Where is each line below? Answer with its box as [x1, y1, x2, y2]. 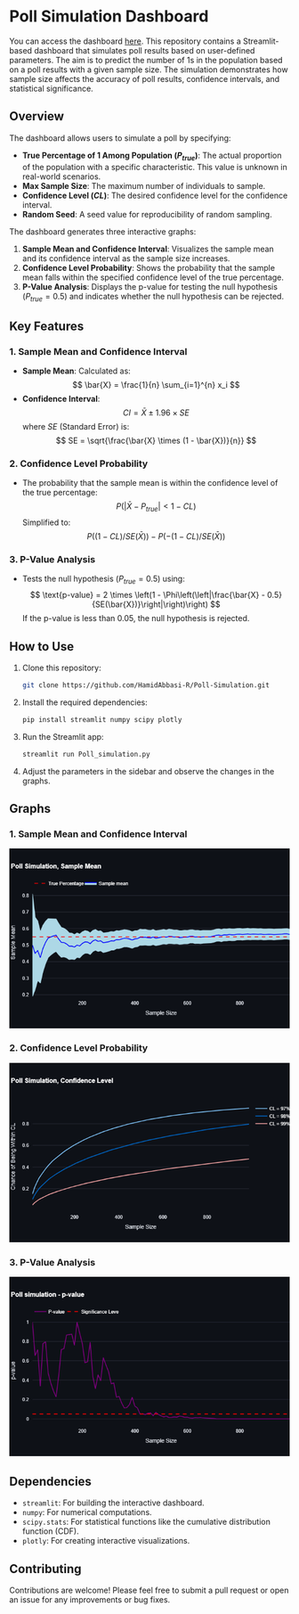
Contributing [9, 1561, 82, 1577]
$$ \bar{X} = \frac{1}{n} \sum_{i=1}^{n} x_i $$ [72, 380, 240, 390]
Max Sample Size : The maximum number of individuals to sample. [21, 180, 266, 191]
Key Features [9, 318, 85, 333]
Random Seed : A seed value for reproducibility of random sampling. [21, 209, 273, 219]
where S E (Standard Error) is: [21, 422, 130, 432]
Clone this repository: [21, 662, 101, 674]
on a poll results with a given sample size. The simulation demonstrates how [9, 64, 288, 75]
